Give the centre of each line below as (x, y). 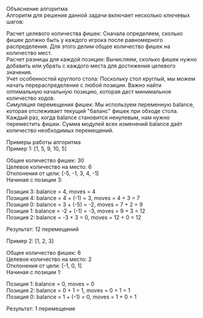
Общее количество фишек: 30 (45, 160)
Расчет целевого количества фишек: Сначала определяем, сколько (95, 33)
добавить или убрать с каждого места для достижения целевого (91, 66)
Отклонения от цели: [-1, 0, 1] (44, 266)
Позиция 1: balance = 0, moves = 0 (50, 284)
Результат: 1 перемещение (41, 309)
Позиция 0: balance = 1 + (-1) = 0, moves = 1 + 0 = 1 (71, 297)
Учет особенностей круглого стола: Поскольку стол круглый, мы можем (101, 79)
